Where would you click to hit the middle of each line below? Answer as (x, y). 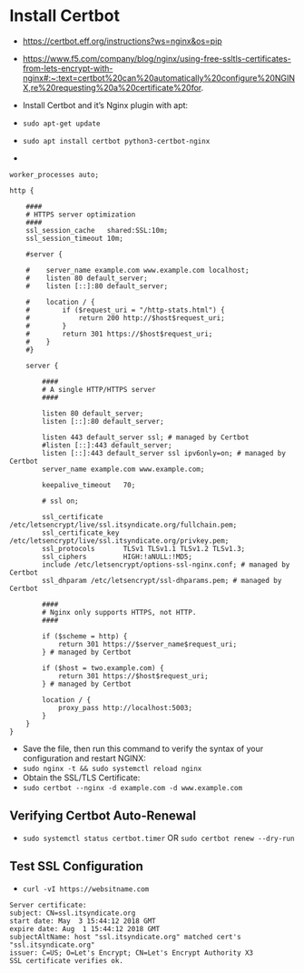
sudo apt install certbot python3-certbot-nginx (116, 141)
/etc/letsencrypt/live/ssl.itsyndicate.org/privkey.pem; (119, 541)
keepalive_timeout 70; (89, 485)
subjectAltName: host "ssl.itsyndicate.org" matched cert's (126, 937)
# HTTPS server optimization (81, 215)
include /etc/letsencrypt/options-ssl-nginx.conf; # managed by (166, 565)
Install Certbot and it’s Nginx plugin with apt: (105, 105)
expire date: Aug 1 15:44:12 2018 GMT (85, 928)
